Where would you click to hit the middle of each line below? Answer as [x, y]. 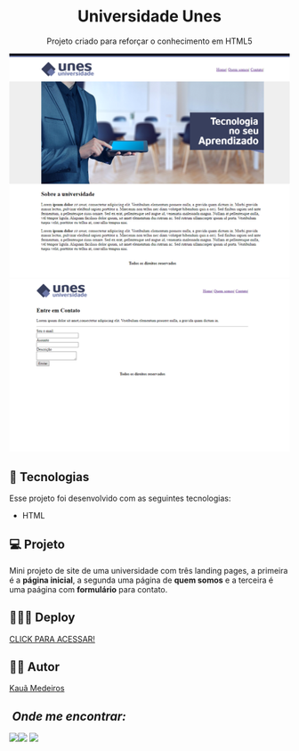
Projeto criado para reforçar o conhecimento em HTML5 [149, 41]
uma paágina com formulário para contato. [89, 589]
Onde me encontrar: [69, 716]
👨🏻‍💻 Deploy [42, 618]
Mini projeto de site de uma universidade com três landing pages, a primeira [149, 570]
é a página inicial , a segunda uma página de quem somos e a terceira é [141, 580]
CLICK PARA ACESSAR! [53, 639]
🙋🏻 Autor [35, 667]
